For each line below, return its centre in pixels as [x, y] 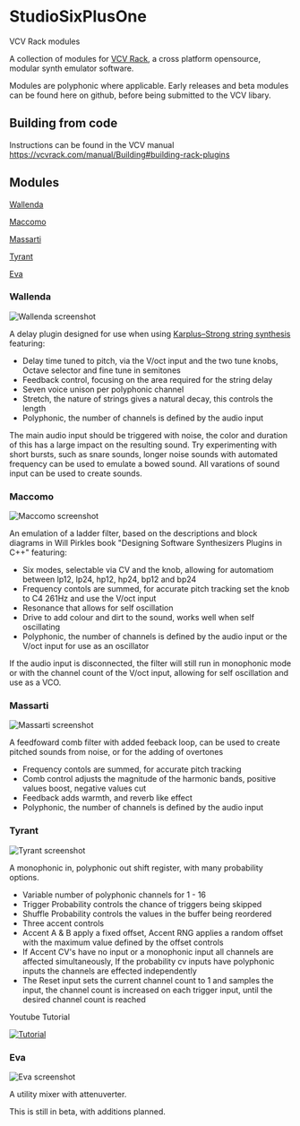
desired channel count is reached [84, 999]
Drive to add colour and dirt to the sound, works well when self [138, 618]
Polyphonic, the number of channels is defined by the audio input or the [155, 637]
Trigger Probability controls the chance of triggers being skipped [142, 904]
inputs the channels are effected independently [109, 971]
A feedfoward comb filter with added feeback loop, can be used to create [145, 742]
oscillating [41, 627]
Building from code [64, 123]
